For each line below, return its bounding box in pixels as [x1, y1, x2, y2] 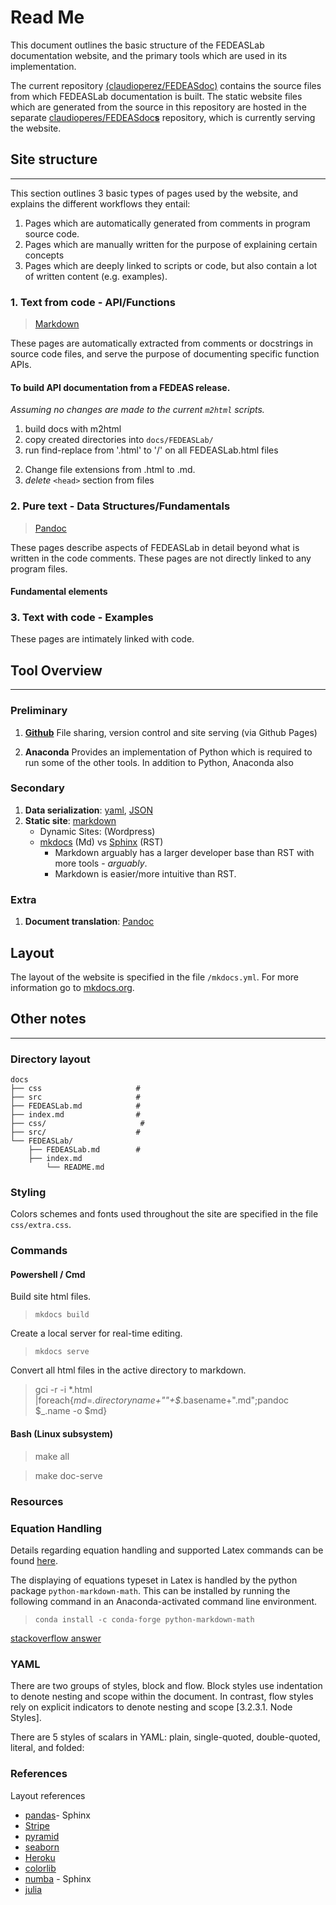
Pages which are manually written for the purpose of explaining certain [24, 238, 318, 250]
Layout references [10, 1789, 86, 1801]
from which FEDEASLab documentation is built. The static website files [10, 90, 303, 102]
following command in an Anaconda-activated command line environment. [10, 1595, 318, 1607]
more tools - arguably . [54, 857, 148, 869]
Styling [10, 1185, 47, 1199]
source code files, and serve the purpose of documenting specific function [10, 348, 320, 360]
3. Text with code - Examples [10, 611, 154, 625]
